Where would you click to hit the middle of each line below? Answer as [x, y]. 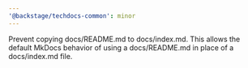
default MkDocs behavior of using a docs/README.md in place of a [121, 47]
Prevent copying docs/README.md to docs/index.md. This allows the [124, 39]
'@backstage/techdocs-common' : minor [72, 16]
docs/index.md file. [41, 56]
